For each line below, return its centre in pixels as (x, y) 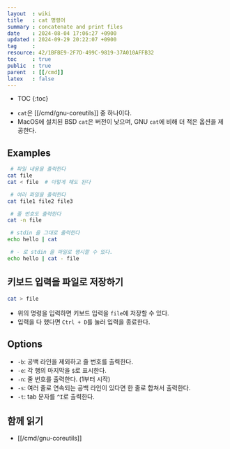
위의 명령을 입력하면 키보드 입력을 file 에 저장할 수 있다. (93, 313)
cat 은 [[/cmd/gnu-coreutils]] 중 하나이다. (75, 113)
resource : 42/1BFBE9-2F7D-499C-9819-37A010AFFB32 (81, 53)
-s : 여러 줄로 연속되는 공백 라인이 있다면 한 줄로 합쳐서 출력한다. (104, 388)
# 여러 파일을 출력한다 (38, 194)
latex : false (31, 79)
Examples (29, 153)
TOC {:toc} (33, 99)
